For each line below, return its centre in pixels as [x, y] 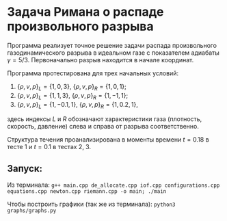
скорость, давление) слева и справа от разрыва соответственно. [103, 127]
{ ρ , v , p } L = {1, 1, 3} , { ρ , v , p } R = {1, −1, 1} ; [72, 96]
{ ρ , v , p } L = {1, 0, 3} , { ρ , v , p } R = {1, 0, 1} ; [71, 87]
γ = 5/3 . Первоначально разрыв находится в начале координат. [101, 60]
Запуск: [25, 168]
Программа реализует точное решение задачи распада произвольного [112, 45]
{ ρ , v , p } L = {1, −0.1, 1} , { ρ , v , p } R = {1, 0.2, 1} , [77, 105]
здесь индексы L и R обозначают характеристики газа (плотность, [105, 119]
